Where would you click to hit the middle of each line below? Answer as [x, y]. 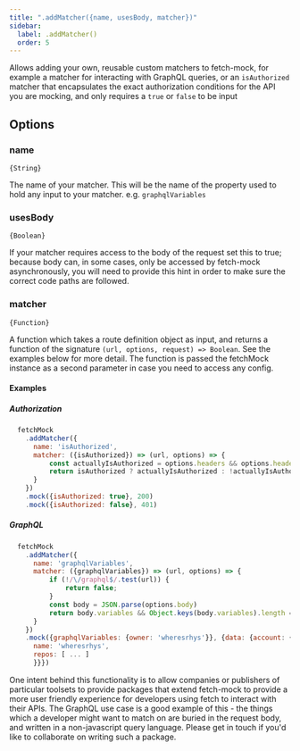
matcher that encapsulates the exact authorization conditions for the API [142, 87]
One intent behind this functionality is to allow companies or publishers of [145, 680]
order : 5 [33, 42]
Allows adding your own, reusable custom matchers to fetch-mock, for [139, 68]
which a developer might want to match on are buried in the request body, [146, 718]
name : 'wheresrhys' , [71, 647]
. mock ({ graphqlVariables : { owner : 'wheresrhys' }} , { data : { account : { [159, 638]
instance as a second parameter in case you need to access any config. [142, 368]
